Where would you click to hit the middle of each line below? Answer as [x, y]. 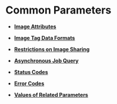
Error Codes [29, 83]
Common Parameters [58, 10]
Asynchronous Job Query [46, 61]
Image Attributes [35, 26]
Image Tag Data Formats [44, 38]
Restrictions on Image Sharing [52, 49]
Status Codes [31, 72]
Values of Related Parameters [51, 95]
